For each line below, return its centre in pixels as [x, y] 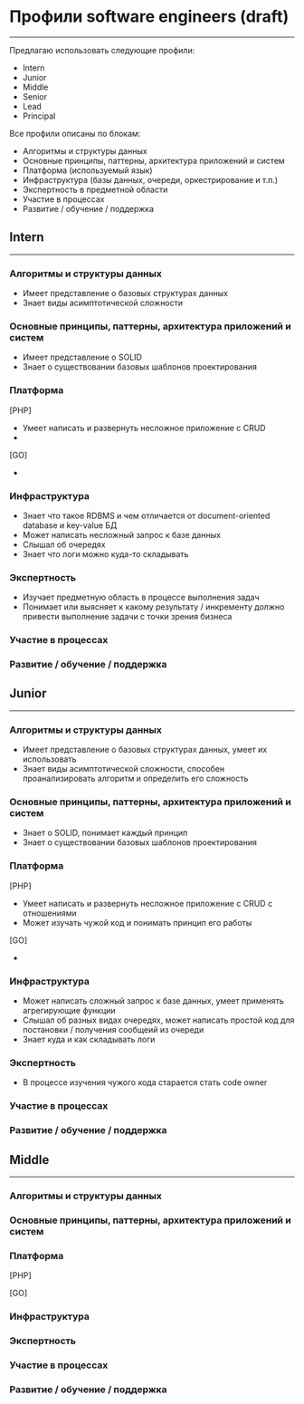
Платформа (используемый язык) [87, 170]
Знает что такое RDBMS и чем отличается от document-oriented [146, 515]
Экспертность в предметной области [95, 189]
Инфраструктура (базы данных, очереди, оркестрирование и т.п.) [150, 179]
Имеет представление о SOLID [82, 357]
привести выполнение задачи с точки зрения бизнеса [127, 617]
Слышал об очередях [64, 544]
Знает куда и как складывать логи [89, 1040]
